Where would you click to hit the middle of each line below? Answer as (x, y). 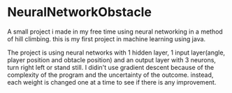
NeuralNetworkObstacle (80, 12)
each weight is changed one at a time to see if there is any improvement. (112, 82)
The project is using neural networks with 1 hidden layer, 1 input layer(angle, (116, 52)
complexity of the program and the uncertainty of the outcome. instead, (110, 75)
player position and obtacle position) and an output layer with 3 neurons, (112, 59)
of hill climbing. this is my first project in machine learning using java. (107, 38)
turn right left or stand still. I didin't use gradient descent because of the (111, 67)
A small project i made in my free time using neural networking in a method (115, 31)
